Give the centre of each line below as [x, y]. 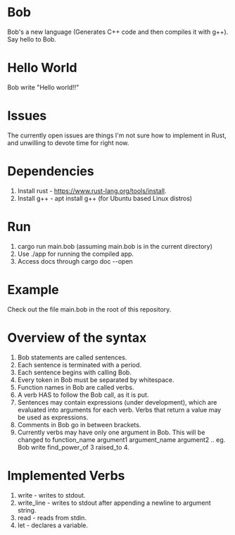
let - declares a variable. [53, 525]
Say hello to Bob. [32, 39]
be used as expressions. [53, 417]
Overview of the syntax [77, 337]
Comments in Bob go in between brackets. [79, 424]
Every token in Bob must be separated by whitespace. [96, 380]
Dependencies [51, 171]
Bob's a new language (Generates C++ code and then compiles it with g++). [118, 32]
